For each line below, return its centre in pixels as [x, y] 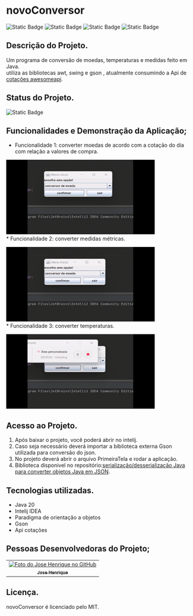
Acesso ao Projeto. [42, 425]
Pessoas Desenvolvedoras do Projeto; [78, 549]
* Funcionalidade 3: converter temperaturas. [60, 326]
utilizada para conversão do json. [55, 453]
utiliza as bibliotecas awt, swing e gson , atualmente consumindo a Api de [96, 73]
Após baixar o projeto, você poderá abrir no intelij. [76, 440]
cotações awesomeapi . [35, 79]
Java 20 [25, 505]
